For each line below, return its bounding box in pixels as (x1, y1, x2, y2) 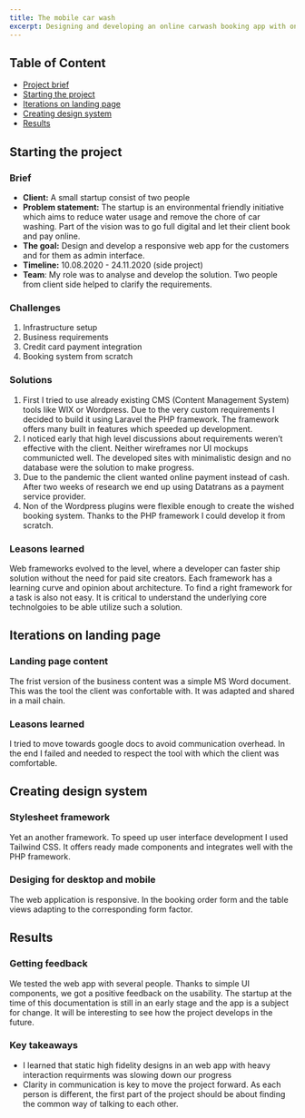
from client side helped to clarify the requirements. (22, 279, 212, 289)
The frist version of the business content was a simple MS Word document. (9, 675, 291, 686)
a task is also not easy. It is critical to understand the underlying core (9, 592, 268, 603)
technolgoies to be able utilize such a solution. (9, 601, 183, 613)
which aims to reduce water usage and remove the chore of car (22, 211, 261, 222)
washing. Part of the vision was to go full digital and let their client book (22, 221, 290, 231)
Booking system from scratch (22, 351, 133, 362)
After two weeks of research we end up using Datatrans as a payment (22, 481, 284, 492)
